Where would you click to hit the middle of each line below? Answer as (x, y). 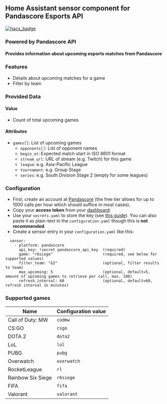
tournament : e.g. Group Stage (50, 170)
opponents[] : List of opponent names (59, 148)
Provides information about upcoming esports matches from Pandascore (84, 54)
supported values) (25, 259)
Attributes (16, 131)
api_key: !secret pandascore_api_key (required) (72, 250)
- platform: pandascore (39, 246)
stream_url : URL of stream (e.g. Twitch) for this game (76, 159)
